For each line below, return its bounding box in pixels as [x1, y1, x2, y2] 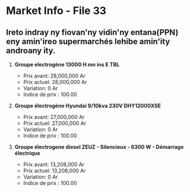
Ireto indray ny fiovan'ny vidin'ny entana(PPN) [6, 27, 179, 37]
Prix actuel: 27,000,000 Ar [23, 120, 87, 127]
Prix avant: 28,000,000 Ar [23, 72, 86, 79]
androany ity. [6, 46, 56, 55]
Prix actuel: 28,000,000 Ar [23, 79, 87, 85]
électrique [14, 150, 41, 156]
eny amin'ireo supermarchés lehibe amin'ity [6, 36, 171, 46]
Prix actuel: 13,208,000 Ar [23, 167, 86, 174]
